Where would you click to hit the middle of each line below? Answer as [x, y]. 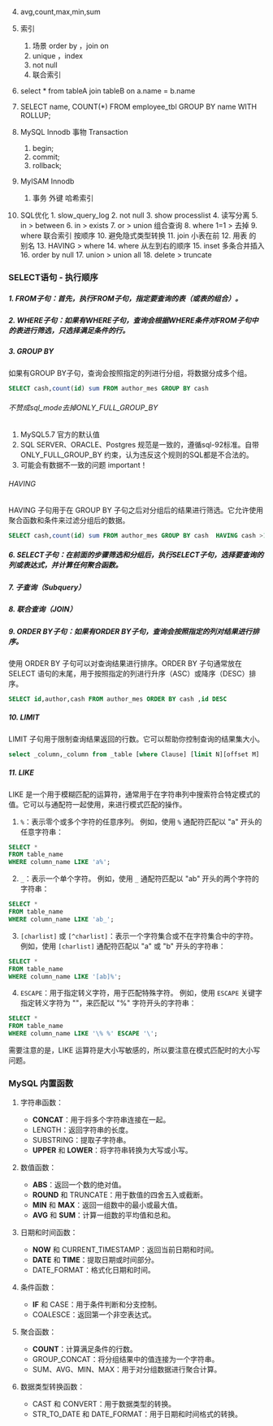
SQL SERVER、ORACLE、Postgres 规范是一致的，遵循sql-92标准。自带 [140, 444]
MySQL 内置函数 [41, 1083]
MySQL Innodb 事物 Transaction [74, 132]
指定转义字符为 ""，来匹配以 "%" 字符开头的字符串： [108, 1003]
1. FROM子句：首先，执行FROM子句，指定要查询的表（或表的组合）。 [126, 298]
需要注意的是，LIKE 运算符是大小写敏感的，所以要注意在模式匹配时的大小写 [134, 1050]
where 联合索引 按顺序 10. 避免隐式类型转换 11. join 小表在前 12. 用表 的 [138, 236]
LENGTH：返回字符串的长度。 [82, 1130]
